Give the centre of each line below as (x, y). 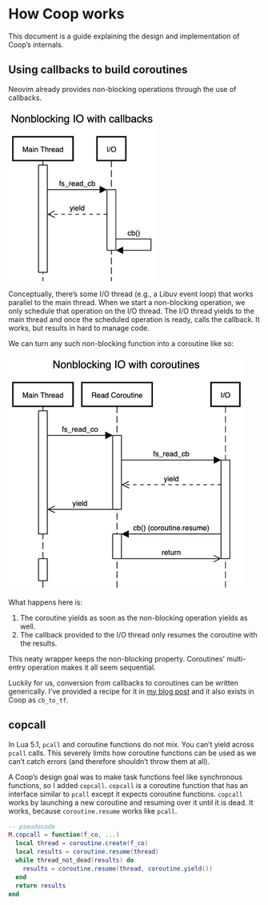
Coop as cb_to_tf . (39, 700)
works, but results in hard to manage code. (79, 328)
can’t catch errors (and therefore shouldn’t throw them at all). (109, 761)
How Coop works (66, 14)
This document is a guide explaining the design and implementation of (124, 36)
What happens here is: (45, 602)
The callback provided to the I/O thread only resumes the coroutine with (138, 634)
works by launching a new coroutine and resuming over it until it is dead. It (131, 802)
